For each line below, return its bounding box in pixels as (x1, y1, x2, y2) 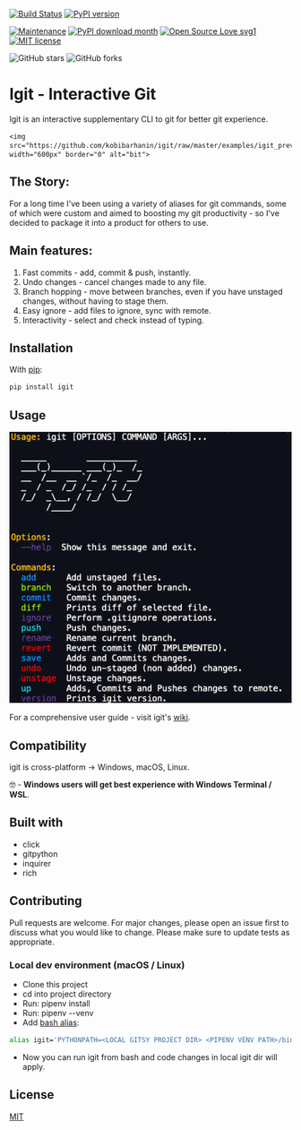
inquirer (21, 858, 52, 868)
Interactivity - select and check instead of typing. (21, 315, 204, 325)
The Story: (9, 175, 70, 190)
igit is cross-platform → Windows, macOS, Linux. (9, 762, 190, 772)
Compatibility (9, 738, 87, 753)
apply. (21, 1061, 46, 1072)
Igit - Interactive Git (9, 84, 157, 105)
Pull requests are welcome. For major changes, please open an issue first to (9, 917, 289, 927)
